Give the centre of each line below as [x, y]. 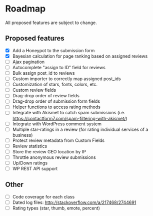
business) [22, 135]
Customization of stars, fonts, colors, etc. [55, 84]
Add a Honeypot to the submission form [53, 50]
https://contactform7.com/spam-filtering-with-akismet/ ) [70, 118]
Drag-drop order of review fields [46, 96]
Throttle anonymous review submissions [54, 157]
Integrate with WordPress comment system [57, 124]
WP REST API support [35, 168]
